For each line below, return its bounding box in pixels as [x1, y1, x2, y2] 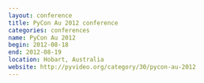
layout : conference [8, 11, 73, 20]
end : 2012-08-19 [8, 48, 62, 56]
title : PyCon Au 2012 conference [8, 19, 119, 27]
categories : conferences [8, 26, 90, 34]
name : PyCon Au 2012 [8, 33, 77, 42]
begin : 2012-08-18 [8, 41, 69, 49]
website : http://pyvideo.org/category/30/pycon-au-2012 [8, 63, 196, 71]
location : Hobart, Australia [8, 56, 104, 64]
